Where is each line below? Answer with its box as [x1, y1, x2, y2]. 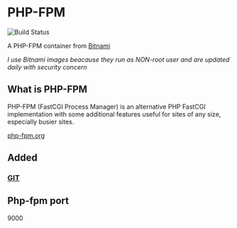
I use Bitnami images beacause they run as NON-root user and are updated [7, 55, 230, 64]
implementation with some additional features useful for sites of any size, [7, 109, 221, 118]
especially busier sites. [7, 117, 75, 126]
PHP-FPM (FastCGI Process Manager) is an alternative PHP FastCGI [7, 102, 206, 111]
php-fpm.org [7, 131, 45, 139]
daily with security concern [7, 63, 87, 71]
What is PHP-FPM [7, 83, 87, 96]
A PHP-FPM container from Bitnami [7, 41, 111, 50]
